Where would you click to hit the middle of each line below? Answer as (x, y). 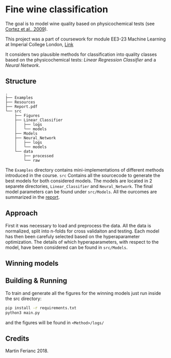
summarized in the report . (33, 197)
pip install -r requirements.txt (41, 308)
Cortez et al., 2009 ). (27, 29)
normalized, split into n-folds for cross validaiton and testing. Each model (82, 231)
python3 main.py (23, 313)
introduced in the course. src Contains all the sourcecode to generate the (83, 175)
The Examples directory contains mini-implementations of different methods (85, 170)
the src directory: (24, 299)
